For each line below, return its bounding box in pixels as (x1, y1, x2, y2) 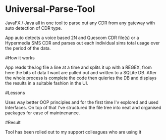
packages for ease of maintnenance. (5, 110, 80, 116)
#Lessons (5, 90, 25, 95)
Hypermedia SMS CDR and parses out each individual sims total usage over (5, 40, 160, 46)
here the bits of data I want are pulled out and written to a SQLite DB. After (5, 69, 157, 75)
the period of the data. (5, 45, 51, 51)
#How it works (5, 54, 35, 60)
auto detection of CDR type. (5, 25, 62, 31)
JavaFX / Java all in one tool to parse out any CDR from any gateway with (5, 20, 155, 26)
